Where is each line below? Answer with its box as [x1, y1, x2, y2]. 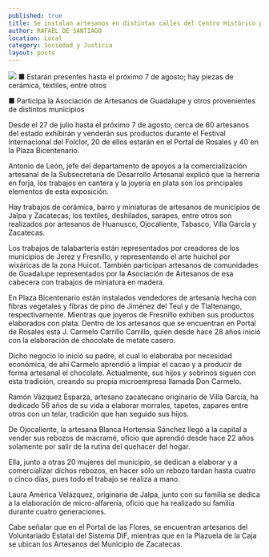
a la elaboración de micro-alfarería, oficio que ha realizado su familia [8, 498, 235, 507]
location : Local [8, 34, 62, 42]
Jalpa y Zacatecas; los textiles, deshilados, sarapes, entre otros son [8, 211, 232, 220]
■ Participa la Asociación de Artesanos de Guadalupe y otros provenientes [8, 96, 256, 105]
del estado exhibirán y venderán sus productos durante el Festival [8, 129, 226, 138]
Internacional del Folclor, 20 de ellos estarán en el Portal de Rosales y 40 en [8, 137, 259, 147]
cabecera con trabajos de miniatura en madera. [8, 277, 166, 287]
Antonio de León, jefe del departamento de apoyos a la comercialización [8, 161, 247, 171]
